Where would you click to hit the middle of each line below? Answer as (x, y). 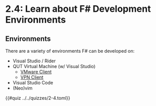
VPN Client (32, 77)
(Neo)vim (23, 88)
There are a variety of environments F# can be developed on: (70, 51)
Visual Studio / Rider (34, 61)
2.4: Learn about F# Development (78, 9)
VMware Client (36, 72)
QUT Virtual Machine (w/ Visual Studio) (54, 66)
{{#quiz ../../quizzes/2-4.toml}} (38, 98)
